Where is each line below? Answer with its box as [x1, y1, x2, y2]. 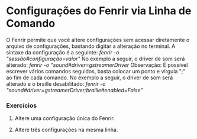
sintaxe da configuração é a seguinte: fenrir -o [6, 49, 120, 56]
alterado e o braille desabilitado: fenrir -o [6, 80, 106, 87]
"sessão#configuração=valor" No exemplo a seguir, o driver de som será [6, 55, 185, 62]
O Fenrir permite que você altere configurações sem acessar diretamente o [6, 36, 190, 43]
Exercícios [6, 101, 37, 109]
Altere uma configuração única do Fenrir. [14, 115, 115, 122]
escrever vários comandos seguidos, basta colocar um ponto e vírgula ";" [6, 67, 186, 75]
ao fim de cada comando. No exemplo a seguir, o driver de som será [6, 74, 173, 81]
